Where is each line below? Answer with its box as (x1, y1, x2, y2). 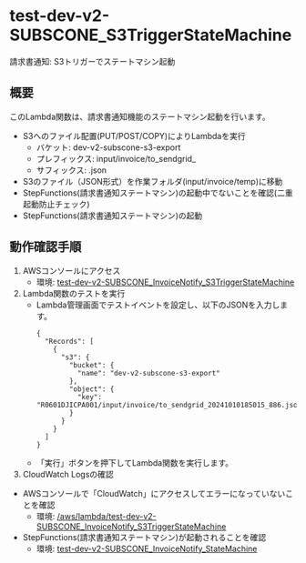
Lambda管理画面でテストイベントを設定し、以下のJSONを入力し (36, 299, 280, 310)
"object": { (68, 384, 115, 394)
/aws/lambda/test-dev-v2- (56, 510, 157, 521)
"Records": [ (44, 337, 94, 346)
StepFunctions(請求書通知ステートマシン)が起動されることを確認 (22, 531, 267, 542)
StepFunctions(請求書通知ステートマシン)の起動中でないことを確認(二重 (22, 187, 293, 198)
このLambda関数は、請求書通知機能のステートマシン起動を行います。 (9, 111, 270, 122)
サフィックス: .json (36, 165, 107, 176)
